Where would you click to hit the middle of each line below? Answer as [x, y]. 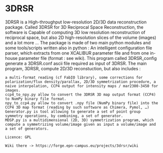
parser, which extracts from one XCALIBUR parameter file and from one [77, 53]
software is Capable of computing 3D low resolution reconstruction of [75, 32]
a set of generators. [27, 129]
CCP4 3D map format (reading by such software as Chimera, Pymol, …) [77, 107]
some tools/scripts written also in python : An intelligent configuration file [79, 48]
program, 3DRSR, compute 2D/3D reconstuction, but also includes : [73, 68]
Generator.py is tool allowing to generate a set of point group [73, 112]
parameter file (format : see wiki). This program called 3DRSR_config [88, 58]
